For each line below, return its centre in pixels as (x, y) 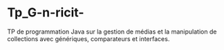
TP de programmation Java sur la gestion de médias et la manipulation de (112, 32)
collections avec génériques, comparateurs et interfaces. (88, 38)
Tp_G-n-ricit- (46, 13)
